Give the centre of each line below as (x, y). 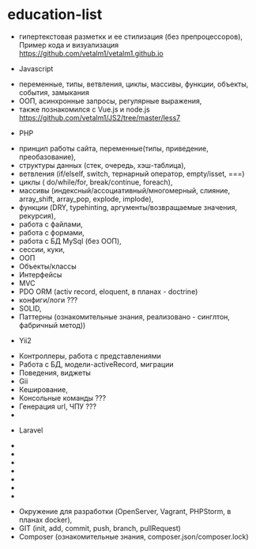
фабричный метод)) (52, 325)
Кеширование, (43, 389)
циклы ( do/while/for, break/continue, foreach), (96, 182)
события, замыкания (54, 92)
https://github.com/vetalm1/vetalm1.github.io (91, 53)
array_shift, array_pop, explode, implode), (86, 199)
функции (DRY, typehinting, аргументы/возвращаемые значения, (128, 207)
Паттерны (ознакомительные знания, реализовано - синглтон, (124, 316)
